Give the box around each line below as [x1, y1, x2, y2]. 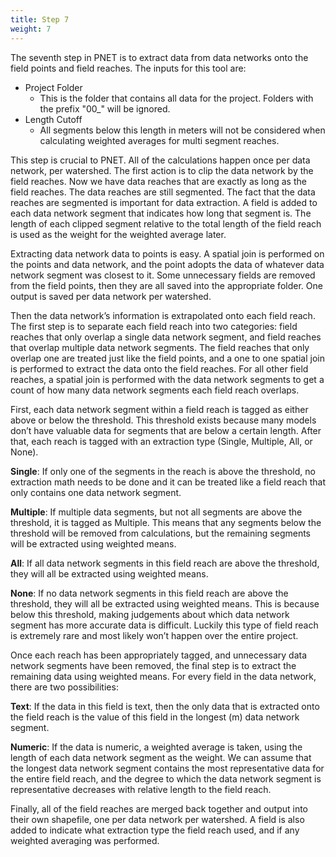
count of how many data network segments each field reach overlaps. [10, 384, 300, 396]
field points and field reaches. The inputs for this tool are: [10, 62, 247, 74]
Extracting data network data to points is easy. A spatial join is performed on [10, 247, 325, 260]
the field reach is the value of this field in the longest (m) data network [10, 711, 300, 723]
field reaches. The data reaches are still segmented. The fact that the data [10, 186, 316, 198]
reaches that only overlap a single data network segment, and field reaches [10, 331, 322, 343]
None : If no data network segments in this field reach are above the [10, 587, 289, 599]
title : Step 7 [10, 14, 70, 25]
